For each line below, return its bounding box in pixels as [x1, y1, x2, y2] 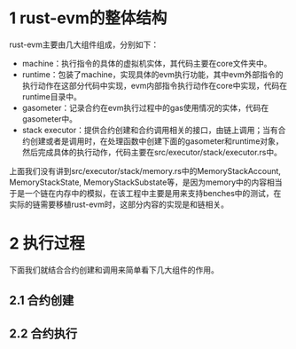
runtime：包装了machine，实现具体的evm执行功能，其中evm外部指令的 [21, 68, 284, 80]
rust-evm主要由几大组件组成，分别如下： [9, 39, 160, 50]
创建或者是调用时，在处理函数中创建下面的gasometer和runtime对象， [29, 135, 284, 147]
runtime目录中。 [21, 91, 82, 102]
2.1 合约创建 [9, 293, 74, 308]
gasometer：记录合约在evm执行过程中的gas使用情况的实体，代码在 [21, 102, 269, 113]
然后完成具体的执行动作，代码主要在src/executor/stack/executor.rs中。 [21, 147, 282, 157]
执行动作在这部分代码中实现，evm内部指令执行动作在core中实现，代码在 [21, 80, 288, 91]
